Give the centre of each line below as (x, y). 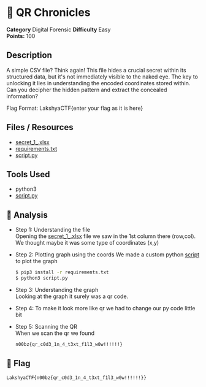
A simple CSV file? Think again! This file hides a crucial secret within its (96, 70)
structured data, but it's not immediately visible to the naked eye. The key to (102, 77)
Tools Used (28, 174)
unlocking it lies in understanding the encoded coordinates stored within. (98, 83)
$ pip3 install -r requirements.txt (62, 272)
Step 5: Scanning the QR (46, 326)
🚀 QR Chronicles (48, 13)
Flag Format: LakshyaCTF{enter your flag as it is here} (75, 108)
